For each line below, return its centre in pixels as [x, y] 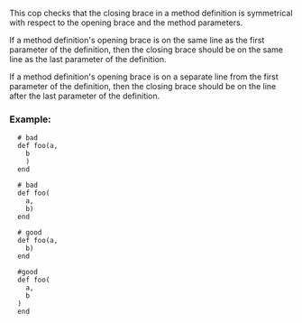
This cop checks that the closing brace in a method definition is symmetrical [151, 13]
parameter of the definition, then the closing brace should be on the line [143, 86]
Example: [30, 119]
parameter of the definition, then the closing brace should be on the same [146, 50]
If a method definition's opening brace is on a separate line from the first [144, 77]
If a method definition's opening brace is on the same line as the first [137, 40]
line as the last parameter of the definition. [88, 59]
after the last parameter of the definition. [85, 96]
